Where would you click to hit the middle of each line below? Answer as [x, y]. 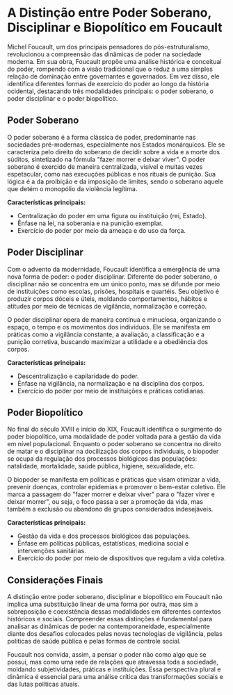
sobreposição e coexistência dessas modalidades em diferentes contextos [114, 612]
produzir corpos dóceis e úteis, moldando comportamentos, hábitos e [107, 299]
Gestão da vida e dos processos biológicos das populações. [104, 536]
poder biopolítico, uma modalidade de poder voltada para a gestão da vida [114, 436]
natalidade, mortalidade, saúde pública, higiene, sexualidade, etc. [101, 466]
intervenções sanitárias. [51, 551]
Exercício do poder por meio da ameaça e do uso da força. [102, 230]
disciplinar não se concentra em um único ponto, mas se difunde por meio [114, 284]
